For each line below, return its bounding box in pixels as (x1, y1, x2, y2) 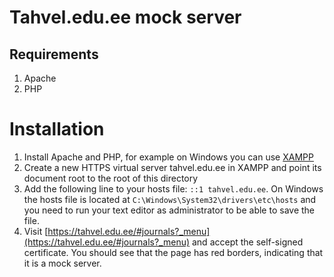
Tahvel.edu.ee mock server (9, 6, 242, 29)
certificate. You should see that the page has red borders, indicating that (23, 246, 324, 258)
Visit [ (23, 225, 49, 237)
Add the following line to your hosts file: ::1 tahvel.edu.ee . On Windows (23, 182, 324, 195)
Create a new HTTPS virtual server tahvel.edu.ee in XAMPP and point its (23, 161, 322, 173)
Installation (9, 118, 105, 141)
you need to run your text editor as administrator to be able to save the (23, 204, 316, 216)
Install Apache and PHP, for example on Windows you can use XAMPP (23, 151, 314, 163)
